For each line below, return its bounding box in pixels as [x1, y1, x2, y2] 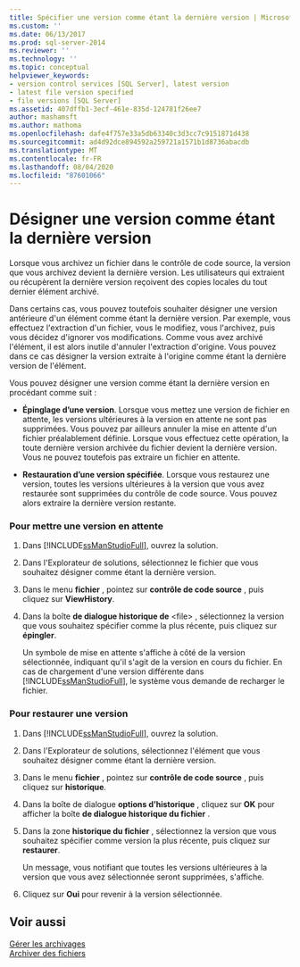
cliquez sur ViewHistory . [21, 594, 115, 604]
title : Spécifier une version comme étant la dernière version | [9, 13, 257, 22]
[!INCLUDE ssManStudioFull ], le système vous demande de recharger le [21, 676, 286, 687]
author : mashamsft [9, 113, 78, 121]
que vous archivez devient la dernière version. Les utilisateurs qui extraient [9, 267, 286, 278]
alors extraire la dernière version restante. [21, 497, 177, 509]
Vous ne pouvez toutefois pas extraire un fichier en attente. [21, 452, 241, 463]
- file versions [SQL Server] [9, 96, 122, 105]
